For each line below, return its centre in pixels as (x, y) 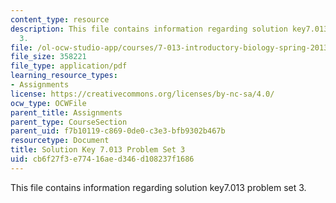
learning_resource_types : (64, 76)
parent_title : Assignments (66, 112)
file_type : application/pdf (69, 66)
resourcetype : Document (60, 141)
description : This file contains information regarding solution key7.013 (169, 29)
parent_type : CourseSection (69, 122)
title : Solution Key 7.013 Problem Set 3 (98, 150)
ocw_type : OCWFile (48, 103)
